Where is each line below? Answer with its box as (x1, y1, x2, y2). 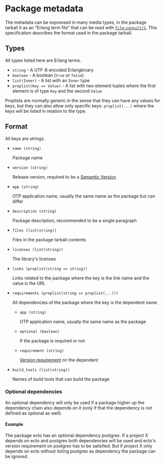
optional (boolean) (19, 329, 60, 334)
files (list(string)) (12, 228, 57, 233)
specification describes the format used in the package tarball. (5, 30, 132, 36)
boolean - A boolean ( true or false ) (12, 72, 84, 78)
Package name (12, 154, 43, 161)
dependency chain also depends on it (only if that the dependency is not (5, 405, 152, 411)
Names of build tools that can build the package (12, 376, 110, 382)
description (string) (12, 209, 57, 214)
